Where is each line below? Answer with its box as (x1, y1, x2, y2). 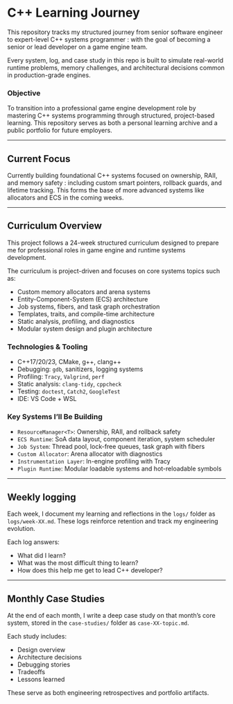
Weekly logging (7, 491, 76, 503)
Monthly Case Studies (7, 593, 105, 605)
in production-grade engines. (7, 71, 92, 79)
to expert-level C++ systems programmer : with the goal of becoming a (7, 35, 211, 43)
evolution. (7, 525, 36, 533)
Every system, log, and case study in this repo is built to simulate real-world (7, 56, 224, 64)
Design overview (17, 646, 66, 654)
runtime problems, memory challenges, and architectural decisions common (7, 63, 225, 72)
